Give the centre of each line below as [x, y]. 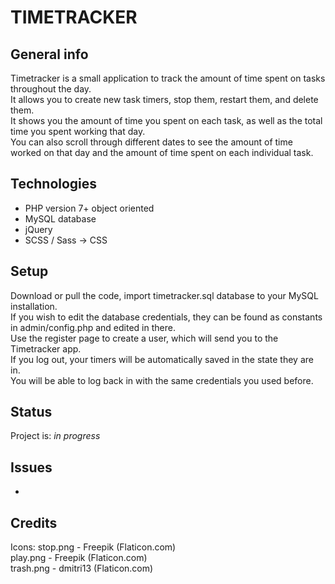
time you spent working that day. [78, 131]
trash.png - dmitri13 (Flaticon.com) [82, 568]
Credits [34, 522]
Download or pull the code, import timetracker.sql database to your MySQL [164, 295]
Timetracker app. [46, 348]
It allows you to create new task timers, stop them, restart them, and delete [164, 99]
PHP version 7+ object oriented [89, 208]
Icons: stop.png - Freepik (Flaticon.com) [93, 547]
